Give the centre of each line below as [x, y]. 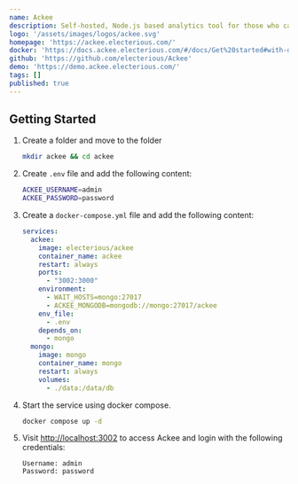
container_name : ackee [80, 256]
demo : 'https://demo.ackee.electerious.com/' [94, 67]
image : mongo [63, 355]
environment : [63, 289]
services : [40, 231]
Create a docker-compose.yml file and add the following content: [138, 215]
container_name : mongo [80, 363]
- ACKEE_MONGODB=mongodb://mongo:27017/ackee [131, 305]
